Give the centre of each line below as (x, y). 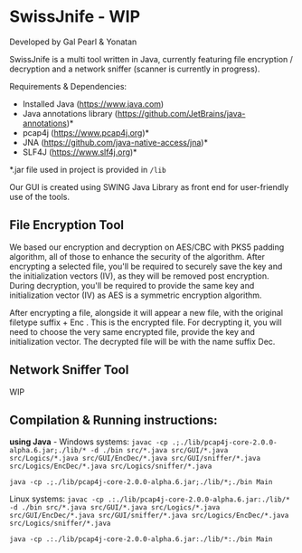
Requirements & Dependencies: (68, 86)
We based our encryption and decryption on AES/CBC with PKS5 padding (147, 247)
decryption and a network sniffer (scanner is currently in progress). (135, 69)
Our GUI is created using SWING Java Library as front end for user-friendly (149, 186)
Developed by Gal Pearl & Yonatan (73, 42)
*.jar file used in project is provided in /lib (88, 169)
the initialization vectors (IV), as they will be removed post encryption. (139, 276)
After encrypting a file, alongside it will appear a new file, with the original (146, 312)
